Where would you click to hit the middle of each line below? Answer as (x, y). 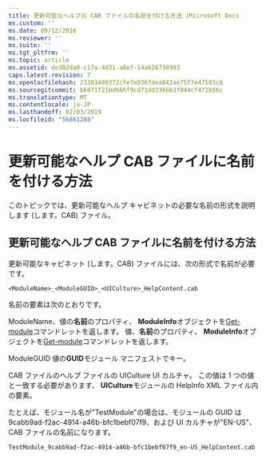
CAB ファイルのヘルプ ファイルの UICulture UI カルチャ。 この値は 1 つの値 (131, 375)
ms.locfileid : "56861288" (51, 120)
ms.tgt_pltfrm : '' (39, 53)
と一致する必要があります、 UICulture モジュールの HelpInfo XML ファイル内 (133, 385)
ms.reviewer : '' (35, 38)
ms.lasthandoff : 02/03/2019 (55, 113)
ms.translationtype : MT (48, 97)
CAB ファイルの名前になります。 (62, 432)
